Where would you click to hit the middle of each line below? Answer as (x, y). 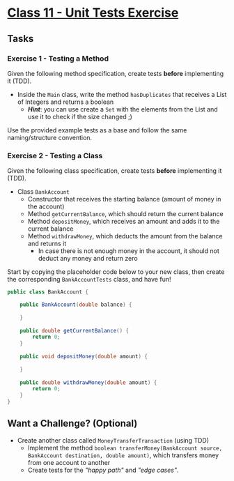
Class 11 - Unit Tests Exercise (93, 13)
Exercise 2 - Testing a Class (55, 155)
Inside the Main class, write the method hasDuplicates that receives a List (122, 94)
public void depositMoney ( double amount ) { (84, 357)
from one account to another (69, 462)
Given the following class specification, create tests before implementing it (115, 171)
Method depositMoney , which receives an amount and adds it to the (124, 222)
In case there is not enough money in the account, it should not (128, 251)
